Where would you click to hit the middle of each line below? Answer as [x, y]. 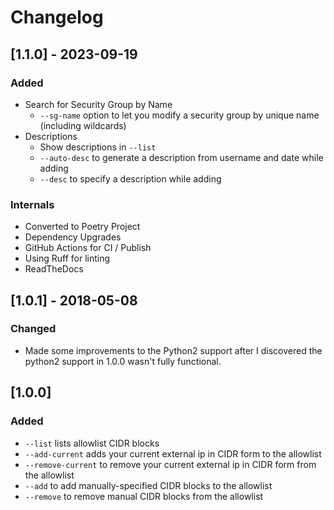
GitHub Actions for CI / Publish [88, 248]
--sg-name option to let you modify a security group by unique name [179, 115]
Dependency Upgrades [73, 237]
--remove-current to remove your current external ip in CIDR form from [170, 464]
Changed [33, 329]
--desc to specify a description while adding [130, 178]
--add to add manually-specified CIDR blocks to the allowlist [148, 485]
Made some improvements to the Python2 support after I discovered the [173, 350]
